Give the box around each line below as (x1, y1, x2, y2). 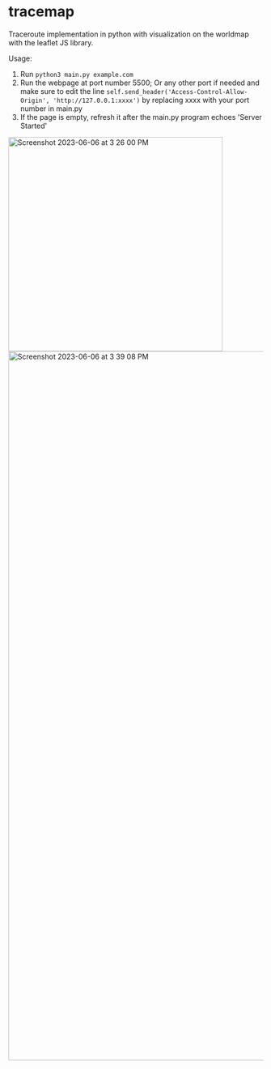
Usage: (8, 53, 32, 63)
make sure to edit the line (19, 86, 105, 96)
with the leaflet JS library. (8, 37, 94, 47)
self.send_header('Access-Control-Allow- (106, 87, 248, 96)
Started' (19, 121, 48, 130)
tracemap (8, 2, 75, 21)
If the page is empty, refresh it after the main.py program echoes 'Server (19, 112, 263, 121)
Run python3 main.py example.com (19, 69, 133, 79)
